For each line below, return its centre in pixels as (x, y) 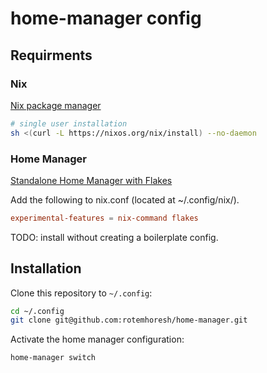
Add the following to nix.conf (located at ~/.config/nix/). (125, 199)
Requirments (51, 55)
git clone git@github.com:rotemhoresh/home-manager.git (129, 320)
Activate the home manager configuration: (97, 339)
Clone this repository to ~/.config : (81, 293)
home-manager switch (53, 358)
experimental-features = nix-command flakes (104, 218)
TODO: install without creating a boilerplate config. (114, 237)
